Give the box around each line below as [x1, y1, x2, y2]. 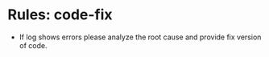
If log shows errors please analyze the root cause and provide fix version [19, 32, 262, 42]
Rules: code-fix [7, 6, 114, 24]
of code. [19, 40, 48, 50]
